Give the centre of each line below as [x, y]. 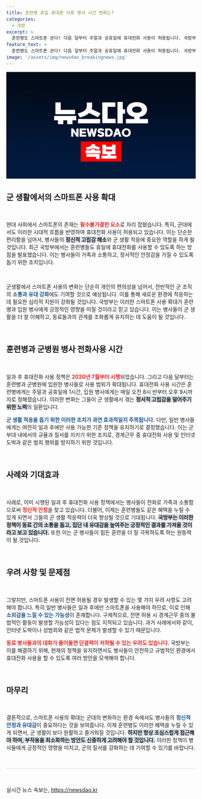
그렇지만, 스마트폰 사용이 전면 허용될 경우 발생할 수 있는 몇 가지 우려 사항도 [93, 599]
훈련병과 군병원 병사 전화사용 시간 [65, 349]
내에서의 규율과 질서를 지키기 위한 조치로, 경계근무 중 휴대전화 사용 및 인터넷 [106, 435]
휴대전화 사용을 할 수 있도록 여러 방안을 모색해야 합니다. [71, 658]
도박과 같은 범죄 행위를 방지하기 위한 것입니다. [60, 442]
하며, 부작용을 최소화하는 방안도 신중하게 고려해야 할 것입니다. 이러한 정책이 [100, 740]
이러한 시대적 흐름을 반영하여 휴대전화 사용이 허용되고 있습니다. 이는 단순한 [105, 232]
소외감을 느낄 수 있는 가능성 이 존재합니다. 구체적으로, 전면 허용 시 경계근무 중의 [98, 614]
